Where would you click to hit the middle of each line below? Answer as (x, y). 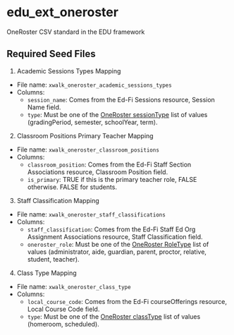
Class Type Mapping (47, 273)
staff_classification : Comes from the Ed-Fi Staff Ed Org (111, 229)
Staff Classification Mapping (58, 200)
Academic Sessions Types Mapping (69, 71)
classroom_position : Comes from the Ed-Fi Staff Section (109, 164)
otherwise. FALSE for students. (72, 187)
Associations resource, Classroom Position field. (98, 172)
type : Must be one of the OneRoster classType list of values (114, 316)
